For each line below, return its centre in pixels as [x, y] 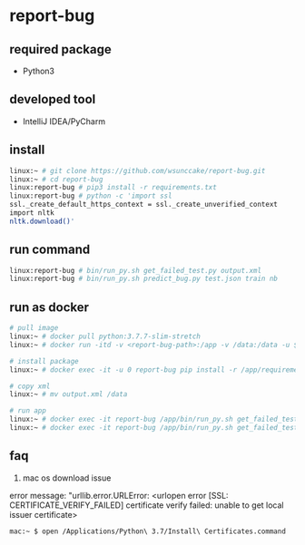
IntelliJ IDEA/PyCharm [64, 121]
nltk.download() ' [42, 221]
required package [60, 49]
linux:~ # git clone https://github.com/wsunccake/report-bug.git [138, 170]
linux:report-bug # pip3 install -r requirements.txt [113, 188]
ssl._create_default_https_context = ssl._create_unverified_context [144, 205]
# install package [44, 361]
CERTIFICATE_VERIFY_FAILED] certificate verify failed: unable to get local [147, 505]
